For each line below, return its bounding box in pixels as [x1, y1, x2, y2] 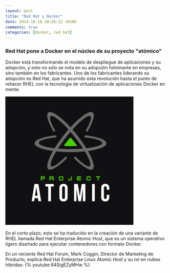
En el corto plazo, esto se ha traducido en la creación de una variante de [5, 230, 158, 236]
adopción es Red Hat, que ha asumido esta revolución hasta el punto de [5, 75, 157, 82]
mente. [5, 86, 20, 92]
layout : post [5, 8, 33, 13]
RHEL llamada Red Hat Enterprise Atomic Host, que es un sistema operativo [5, 236, 165, 242]
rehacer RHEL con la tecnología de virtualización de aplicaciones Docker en [5, 81, 165, 87]
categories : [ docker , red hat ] [5, 30, 72, 35]
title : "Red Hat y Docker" [5, 13, 63, 19]
